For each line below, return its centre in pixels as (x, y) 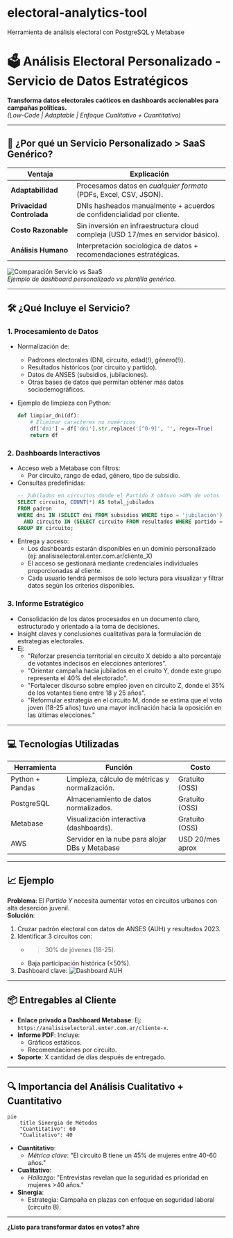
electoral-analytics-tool (77, 13)
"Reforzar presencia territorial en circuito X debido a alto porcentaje (124, 656)
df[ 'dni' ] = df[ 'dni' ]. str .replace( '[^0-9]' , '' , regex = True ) (122, 429)
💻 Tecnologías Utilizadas (63, 745)
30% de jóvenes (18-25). (80, 950)
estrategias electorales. (51, 641)
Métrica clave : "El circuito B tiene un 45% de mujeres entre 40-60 (122, 1155)
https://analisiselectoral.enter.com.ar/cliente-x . (93, 1028)
